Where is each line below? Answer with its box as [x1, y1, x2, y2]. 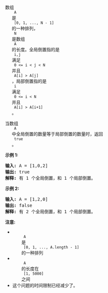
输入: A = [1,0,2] [5, 163, 48, 168]
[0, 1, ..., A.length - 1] [23, 245, 79, 250]
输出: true [5, 169, 30, 175]
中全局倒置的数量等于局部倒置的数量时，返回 [11, 131, 103, 137]
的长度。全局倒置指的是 [11, 47, 60, 52]
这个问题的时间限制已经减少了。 [12, 283, 78, 288]
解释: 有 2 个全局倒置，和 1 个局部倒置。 [5, 209, 96, 215]
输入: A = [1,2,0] [5, 197, 48, 202]
